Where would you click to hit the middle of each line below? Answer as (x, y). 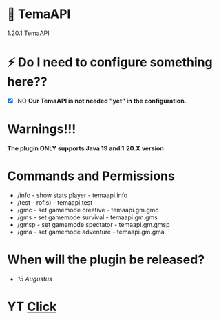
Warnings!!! (42, 129)
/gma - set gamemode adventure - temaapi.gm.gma (91, 232)
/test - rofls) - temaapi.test (55, 202)
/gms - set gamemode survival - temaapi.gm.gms (87, 217)
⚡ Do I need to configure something (110, 62)
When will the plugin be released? (106, 260)
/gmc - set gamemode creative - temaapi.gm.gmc (88, 210)
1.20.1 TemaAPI (28, 33)
